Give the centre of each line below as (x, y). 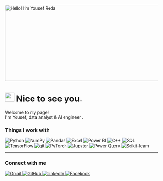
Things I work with (27, 130)
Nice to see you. (49, 99)
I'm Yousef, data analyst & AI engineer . (44, 117)
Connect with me (25, 163)
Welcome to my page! (27, 112)
